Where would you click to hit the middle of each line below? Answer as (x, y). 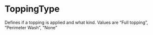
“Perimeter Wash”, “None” (31, 27)
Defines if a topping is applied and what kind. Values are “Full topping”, (76, 22)
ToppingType (32, 9)
